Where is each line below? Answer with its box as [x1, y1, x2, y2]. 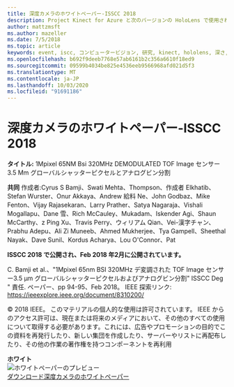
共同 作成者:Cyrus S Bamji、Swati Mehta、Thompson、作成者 [7, 183, 185, 192]
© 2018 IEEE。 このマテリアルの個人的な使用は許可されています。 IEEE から [7, 305, 225, 314]
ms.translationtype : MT [7, 68, 77, 75]
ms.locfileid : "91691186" [7, 88, 82, 95]
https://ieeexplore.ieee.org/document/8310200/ [7, 291, 144, 299]
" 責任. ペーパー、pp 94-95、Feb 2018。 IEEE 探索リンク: [7, 283, 172, 291]
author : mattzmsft [7, 23, 61, 30]
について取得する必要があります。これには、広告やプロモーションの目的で [7, 323, 220, 331]
